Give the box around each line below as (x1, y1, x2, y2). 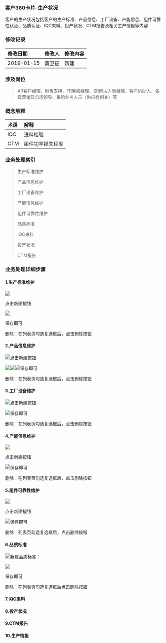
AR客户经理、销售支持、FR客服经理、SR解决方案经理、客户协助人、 (17, 88, 156, 94)
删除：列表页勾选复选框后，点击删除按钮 (5, 530, 87, 535)
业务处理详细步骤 (5, 266, 46, 273)
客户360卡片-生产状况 (5, 4, 58, 11)
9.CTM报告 (5, 620, 28, 626)
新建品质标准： (10, 554, 41, 560)
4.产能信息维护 (5, 433, 36, 439)
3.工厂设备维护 (5, 388, 36, 394)
